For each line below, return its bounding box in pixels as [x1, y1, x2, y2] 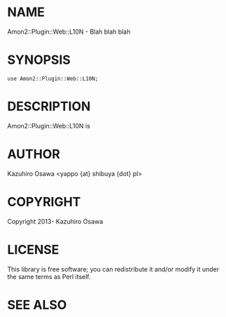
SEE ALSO [7, 297, 67, 313]
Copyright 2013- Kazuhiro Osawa [7, 217, 104, 225]
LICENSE [7, 241, 59, 257]
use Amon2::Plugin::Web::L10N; [7, 75, 99, 82]
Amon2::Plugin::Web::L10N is [7, 121, 91, 130]
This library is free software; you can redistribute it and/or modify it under [7, 264, 220, 274]
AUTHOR [7, 147, 61, 162]
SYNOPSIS [7, 52, 71, 68]
